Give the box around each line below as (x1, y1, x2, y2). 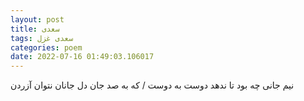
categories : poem (10, 42, 83, 53)
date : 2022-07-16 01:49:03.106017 (10, 52, 155, 62)
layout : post (10, 14, 65, 25)
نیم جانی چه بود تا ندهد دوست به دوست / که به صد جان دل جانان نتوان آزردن (10, 79, 295, 91)
